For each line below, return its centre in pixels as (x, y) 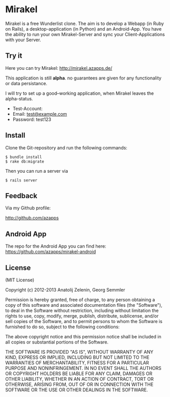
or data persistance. (26, 83)
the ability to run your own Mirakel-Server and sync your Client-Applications (85, 34)
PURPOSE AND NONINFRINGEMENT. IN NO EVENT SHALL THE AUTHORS (83, 368)
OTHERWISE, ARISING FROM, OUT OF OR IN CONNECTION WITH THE (79, 384)
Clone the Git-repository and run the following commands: (66, 148)
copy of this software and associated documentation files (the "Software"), (84, 305)
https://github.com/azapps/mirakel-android (51, 252)
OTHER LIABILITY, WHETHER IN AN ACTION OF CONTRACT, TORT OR (79, 379)
